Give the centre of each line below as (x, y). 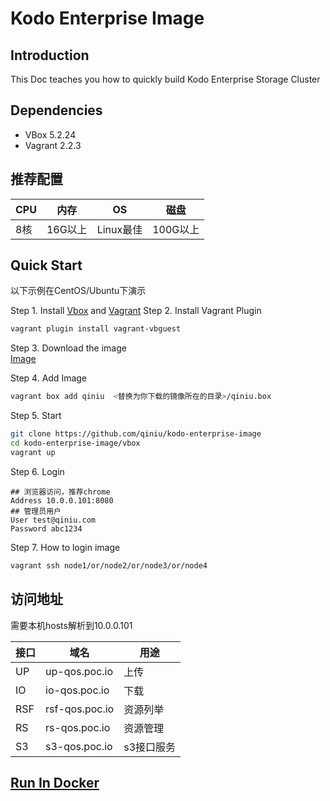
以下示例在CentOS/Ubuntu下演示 (78, 291)
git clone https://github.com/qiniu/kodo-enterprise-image (136, 434)
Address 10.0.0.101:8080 (62, 500)
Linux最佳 (119, 229)
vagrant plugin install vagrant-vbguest (96, 329)
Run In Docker (55, 782)
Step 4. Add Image (49, 378)
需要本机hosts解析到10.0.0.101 (71, 625)
